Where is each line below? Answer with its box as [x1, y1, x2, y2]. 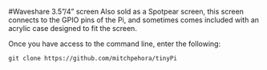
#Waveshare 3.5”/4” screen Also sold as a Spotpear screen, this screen [8, 7, 245, 16]
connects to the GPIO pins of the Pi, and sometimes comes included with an [8, 15, 259, 25]
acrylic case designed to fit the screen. [8, 24, 138, 33]
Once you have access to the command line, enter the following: [8, 39, 221, 49]
